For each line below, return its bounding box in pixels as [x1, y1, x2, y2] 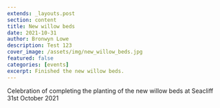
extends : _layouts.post [7, 10, 76, 17]
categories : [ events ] [7, 61, 69, 68]
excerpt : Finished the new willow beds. [7, 67, 125, 74]
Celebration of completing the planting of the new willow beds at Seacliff [7, 87, 214, 95]
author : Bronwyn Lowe [7, 36, 69, 43]
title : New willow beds [7, 23, 76, 30]
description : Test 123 [7, 42, 72, 49]
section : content [7, 17, 57, 23]
